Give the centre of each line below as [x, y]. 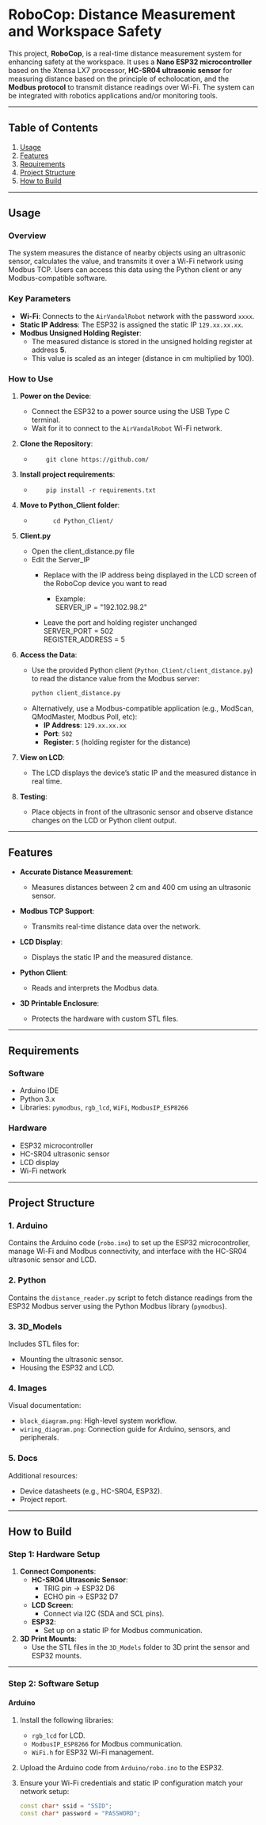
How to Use [31, 378]
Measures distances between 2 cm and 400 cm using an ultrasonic [141, 887]
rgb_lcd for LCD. [58, 1735]
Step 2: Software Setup [54, 1684]
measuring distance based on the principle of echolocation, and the [119, 79]
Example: [70, 599]
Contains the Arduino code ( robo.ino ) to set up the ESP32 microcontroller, [129, 1243]
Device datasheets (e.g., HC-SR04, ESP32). [91, 1491]
